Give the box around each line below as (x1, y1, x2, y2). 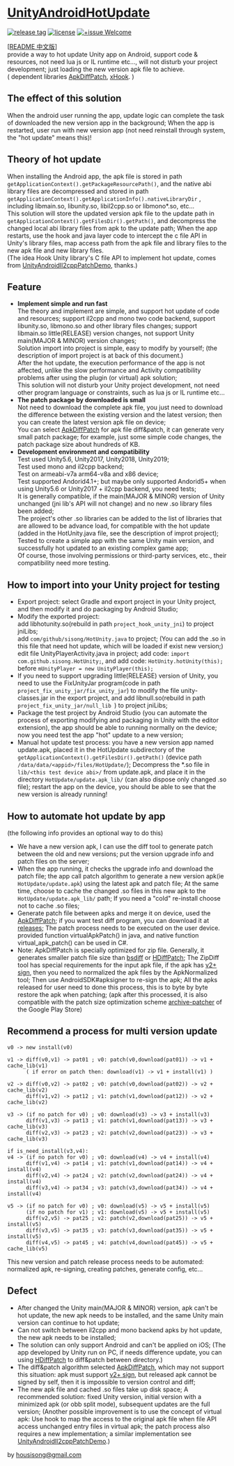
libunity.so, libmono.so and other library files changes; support (17, 322, 197, 330)
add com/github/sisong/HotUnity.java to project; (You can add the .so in (17, 634, 226, 643)
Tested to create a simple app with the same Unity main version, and (17, 537, 214, 545)
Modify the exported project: (17, 612, 100, 621)
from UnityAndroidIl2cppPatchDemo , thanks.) (7, 261, 138, 269)
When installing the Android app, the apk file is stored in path (7, 172, 182, 181)
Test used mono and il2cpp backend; (17, 462, 124, 471)
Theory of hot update (7, 153, 102, 165)
